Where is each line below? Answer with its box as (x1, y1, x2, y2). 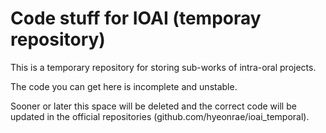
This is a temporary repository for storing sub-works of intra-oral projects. (10, 61, 317, 73)
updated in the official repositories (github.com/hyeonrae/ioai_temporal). (10, 110, 310, 122)
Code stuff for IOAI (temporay (10, 7, 262, 30)
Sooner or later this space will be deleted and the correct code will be (10, 100, 297, 112)
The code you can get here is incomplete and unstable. (10, 80, 238, 92)
